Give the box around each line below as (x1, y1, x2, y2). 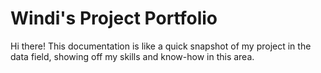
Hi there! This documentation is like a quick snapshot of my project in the (10, 40, 312, 52)
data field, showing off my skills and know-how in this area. (10, 50, 255, 62)
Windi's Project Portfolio (10, 7, 218, 30)
